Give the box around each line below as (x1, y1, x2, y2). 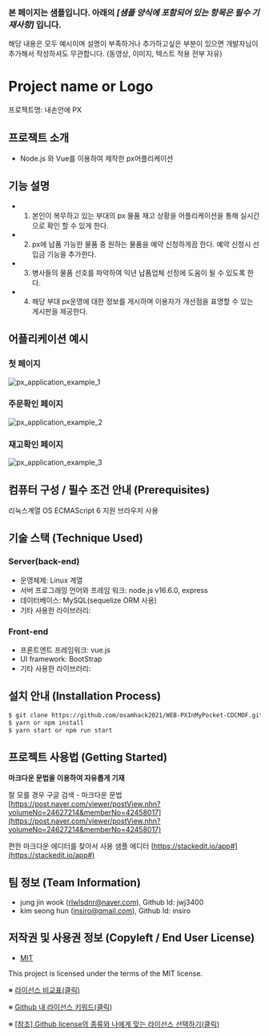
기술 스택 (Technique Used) (8, 531, 143, 545)
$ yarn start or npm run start (8, 726, 113, 734)
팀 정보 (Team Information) (8, 876, 142, 889)
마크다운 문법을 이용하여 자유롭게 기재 (8, 773, 126, 783)
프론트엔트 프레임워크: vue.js (19, 644, 110, 655)
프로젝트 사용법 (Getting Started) (8, 750, 168, 764)
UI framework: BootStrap (19, 654, 102, 664)
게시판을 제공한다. (31, 307, 88, 316)
